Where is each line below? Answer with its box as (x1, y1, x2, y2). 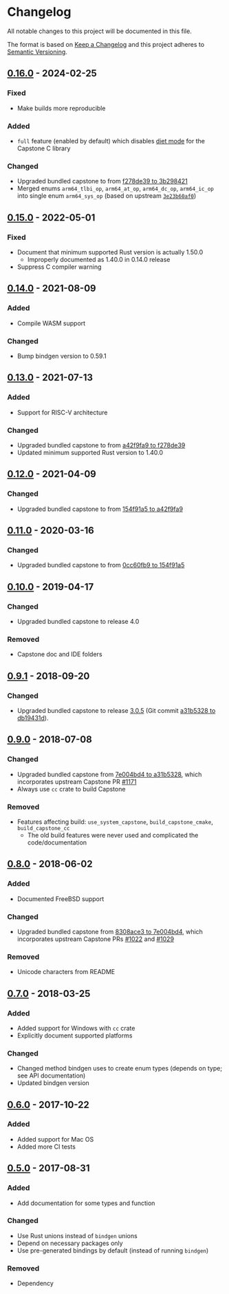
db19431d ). (17, 714, 49, 722)
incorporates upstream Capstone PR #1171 (17, 777, 137, 786)
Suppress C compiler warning (17, 263, 102, 271)
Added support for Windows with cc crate (17, 1024, 135, 1032)
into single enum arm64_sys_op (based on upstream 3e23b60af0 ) (17, 192, 197, 200)
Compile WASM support (17, 319, 86, 327)
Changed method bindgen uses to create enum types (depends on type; (17, 1064, 222, 1073)
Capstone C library (17, 144, 71, 152)
